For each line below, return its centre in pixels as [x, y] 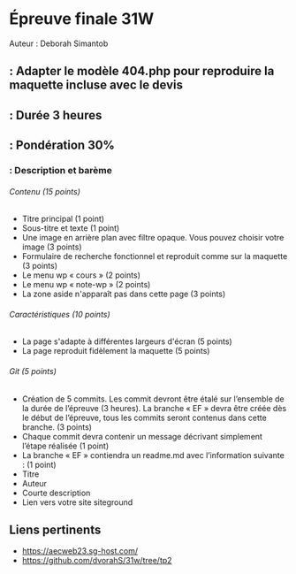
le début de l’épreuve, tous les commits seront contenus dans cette [144, 417]
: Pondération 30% [62, 145]
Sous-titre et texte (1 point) [71, 228]
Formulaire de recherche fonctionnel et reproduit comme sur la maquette [155, 256]
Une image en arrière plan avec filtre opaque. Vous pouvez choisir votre [153, 238]
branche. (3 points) [57, 427]
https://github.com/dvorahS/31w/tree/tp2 [97, 561]
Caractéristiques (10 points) [60, 314]
